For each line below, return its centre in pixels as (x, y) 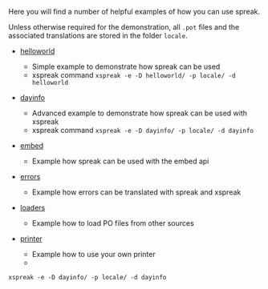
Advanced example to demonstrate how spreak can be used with (139, 113)
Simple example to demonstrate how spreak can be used (126, 66)
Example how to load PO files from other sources (113, 223)
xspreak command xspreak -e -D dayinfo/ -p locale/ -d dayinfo (143, 130)
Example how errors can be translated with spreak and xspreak (136, 192)
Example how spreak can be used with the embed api (120, 161)
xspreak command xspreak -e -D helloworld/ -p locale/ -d (134, 75)
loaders (32, 208)
